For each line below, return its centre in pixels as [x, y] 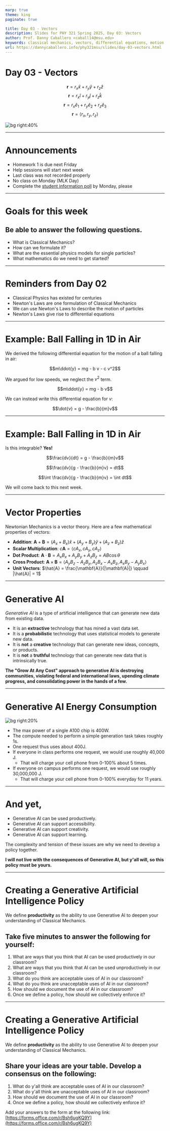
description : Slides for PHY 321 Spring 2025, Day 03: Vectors [73, 34]
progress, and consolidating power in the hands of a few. [66, 682]
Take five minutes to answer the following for [78, 937]
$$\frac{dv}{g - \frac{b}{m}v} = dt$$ [85, 468]
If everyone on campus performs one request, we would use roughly [84, 768]
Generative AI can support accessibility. [54, 824]
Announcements [41, 151]
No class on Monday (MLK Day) [46, 180]
